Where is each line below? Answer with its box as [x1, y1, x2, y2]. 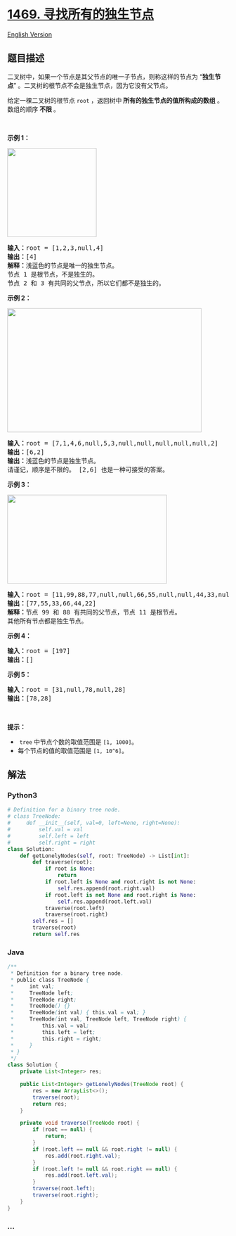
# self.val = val [7, 826, 83, 833]
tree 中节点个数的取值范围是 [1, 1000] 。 [19, 737, 138, 746]
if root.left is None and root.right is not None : [44, 878, 197, 885]
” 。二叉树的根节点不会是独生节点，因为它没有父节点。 [13, 81, 172, 89]
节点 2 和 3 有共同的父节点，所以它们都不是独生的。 [7, 279, 165, 287]
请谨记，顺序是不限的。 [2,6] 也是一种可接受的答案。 [7, 465, 169, 474]
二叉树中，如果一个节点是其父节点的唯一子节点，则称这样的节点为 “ [7, 72, 203, 81]
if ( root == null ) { [32, 1126, 93, 1133]
